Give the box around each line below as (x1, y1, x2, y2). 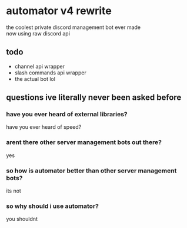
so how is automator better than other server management (6, 167, 177, 175)
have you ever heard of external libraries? (6, 110, 128, 119)
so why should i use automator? (6, 202, 99, 210)
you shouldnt (6, 216, 38, 223)
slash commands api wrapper (14, 69, 86, 76)
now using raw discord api (6, 30, 71, 37)
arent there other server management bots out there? (6, 138, 162, 146)
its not (6, 187, 22, 194)
